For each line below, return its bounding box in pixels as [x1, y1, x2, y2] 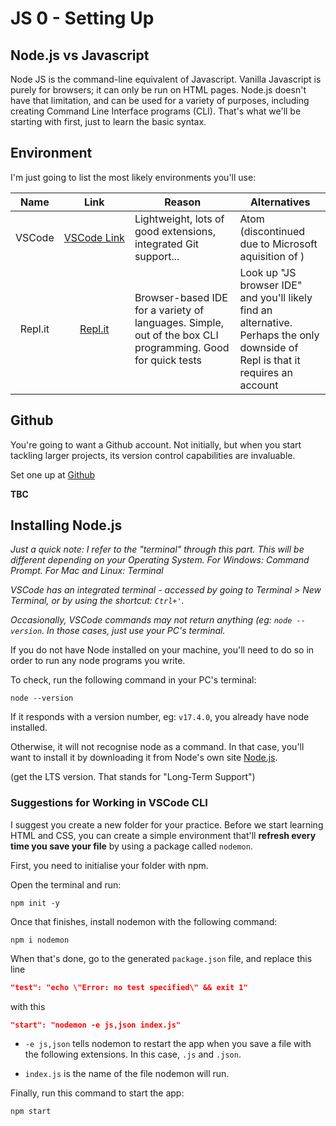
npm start [10, 1107, 52, 1117]
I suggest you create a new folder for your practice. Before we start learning [10, 818, 324, 831]
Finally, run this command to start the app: [10, 1087, 185, 1099]
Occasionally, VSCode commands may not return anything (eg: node [10, 614, 293, 626]
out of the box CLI [134, 328, 219, 342]
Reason [164, 195, 202, 209]
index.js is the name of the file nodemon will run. [24, 1068, 230, 1080]
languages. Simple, [134, 315, 225, 329]
